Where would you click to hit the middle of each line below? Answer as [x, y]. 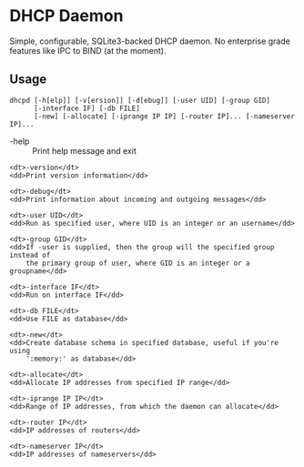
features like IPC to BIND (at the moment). [88, 50]
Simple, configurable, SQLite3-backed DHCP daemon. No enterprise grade [150, 41]
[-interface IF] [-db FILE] [87, 108]
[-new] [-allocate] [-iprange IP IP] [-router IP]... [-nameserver [164, 116]
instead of [30, 255]
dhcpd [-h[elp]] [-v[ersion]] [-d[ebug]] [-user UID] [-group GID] [140, 100]
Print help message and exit [84, 150]
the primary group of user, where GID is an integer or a [138, 263]
